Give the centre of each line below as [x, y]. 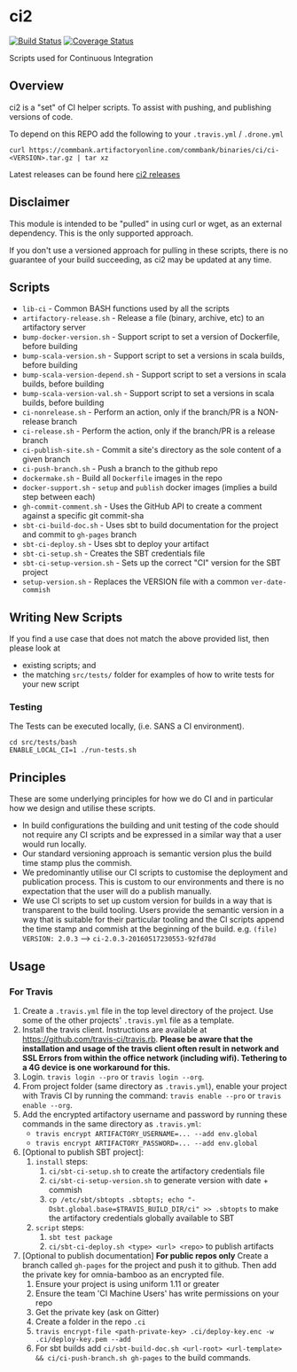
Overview [37, 86]
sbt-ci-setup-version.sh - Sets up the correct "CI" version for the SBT [152, 563]
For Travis [31, 992]
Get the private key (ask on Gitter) [97, 1312]
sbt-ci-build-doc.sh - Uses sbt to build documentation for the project [150, 526]
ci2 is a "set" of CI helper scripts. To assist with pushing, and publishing [141, 107]
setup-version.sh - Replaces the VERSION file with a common [136, 581]
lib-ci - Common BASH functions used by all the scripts [126, 308]
